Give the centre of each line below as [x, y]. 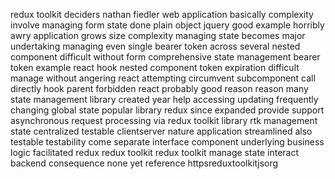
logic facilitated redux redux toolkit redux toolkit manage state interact [155, 152]
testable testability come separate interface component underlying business [167, 142]
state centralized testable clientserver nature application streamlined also [161, 131]
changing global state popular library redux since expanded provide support [167, 110]
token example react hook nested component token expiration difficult [155, 67]
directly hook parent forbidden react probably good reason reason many [159, 88]
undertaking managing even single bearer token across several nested [155, 46]
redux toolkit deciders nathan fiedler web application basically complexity [162, 14]
